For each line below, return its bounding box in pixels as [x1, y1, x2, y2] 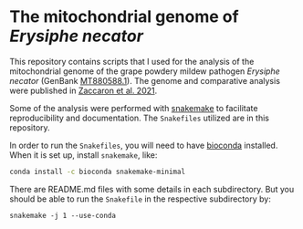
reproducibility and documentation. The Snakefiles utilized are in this [9, 112, 269, 123]
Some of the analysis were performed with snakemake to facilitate [9, 102, 258, 113]
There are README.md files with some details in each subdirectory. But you [9, 183, 295, 194]
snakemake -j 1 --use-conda [9, 211, 117, 220]
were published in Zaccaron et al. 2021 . [9, 85, 158, 96]
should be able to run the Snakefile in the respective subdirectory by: [9, 193, 271, 204]
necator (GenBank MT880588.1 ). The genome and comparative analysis [9, 75, 281, 86]
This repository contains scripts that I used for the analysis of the [9, 56, 255, 67]
